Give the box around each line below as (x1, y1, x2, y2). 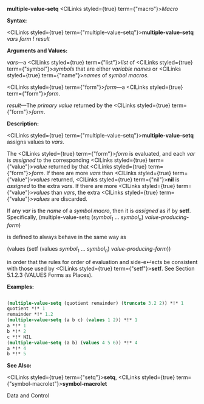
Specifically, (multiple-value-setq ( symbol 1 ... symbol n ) (7, 214, 144, 222)
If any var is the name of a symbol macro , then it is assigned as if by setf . (7, 207, 191, 214)
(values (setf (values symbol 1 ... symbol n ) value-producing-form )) (7, 245, 171, 254)
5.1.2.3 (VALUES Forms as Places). (7, 271, 93, 279)
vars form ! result (7, 35, 50, 42)
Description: (7, 120, 39, 127)
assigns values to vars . (7, 138, 64, 145)
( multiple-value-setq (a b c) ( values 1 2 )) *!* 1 (7, 317, 138, 323)
